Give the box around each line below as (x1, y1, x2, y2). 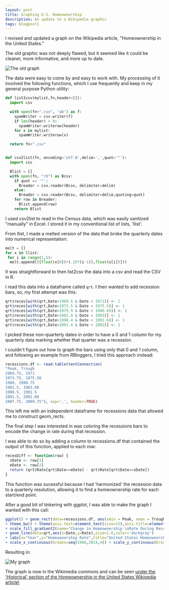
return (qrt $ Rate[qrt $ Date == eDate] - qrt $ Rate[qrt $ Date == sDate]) (10, 467, 150, 472)
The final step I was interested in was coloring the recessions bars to (5, 423, 148, 429)
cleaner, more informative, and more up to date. (5, 56, 104, 62)
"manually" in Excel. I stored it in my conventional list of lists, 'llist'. (5, 221, 143, 227)
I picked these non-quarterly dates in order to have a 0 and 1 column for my (5, 331, 162, 338)
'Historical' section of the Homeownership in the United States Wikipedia (5, 574, 156, 580)
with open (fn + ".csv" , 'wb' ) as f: (10, 109, 82, 114)
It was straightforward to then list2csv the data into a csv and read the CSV (5, 269, 161, 275)
